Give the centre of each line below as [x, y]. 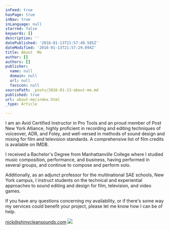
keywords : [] [19, 33]
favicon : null [25, 85]
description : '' [22, 39]
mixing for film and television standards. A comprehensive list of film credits [84, 139]
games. [13, 191]
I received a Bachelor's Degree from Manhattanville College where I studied [84, 155]
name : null [21, 71]
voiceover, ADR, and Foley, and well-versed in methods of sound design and [85, 134]
